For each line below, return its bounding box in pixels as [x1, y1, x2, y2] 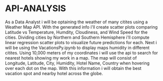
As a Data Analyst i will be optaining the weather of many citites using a [5, 19, 148, 25]
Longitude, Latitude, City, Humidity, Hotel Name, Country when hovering [5, 60, 150, 66]
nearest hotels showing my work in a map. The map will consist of [5, 55, 137, 61]
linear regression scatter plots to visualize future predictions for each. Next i [5, 39, 157, 45]
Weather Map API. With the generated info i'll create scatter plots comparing [5, 24, 158, 30]
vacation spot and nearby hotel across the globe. [5, 70, 103, 76]
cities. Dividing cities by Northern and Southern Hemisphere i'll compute [5, 34, 149, 40]
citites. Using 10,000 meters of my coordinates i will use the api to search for [5, 49, 158, 56]
